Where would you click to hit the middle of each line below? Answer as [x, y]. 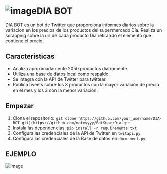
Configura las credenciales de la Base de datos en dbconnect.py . [80, 138]
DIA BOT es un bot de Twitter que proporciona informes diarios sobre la [80, 25]
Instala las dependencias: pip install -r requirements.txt [75, 128]
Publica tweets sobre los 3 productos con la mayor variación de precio [86, 84]
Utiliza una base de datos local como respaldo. [61, 74]
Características [30, 57]
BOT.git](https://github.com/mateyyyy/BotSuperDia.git [71, 123]
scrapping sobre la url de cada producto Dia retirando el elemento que [78, 35]
